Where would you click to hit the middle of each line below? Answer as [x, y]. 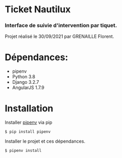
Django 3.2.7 [26, 82]
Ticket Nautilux [38, 9]
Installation [29, 108]
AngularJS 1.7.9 [28, 87]
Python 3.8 [23, 77]
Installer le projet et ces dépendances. [45, 141]
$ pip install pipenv [28, 132]
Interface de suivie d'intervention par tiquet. [61, 26]
